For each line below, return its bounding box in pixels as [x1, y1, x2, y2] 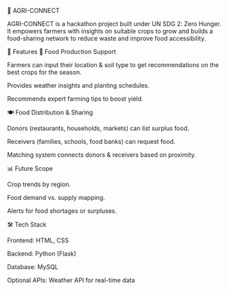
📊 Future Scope [7, 164, 54, 173]
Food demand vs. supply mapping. [7, 194, 105, 201]
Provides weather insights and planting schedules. [7, 81, 150, 89]
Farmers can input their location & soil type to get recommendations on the [7, 61, 219, 68]
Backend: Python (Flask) [7, 250, 77, 257]
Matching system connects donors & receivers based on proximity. [7, 151, 196, 159]
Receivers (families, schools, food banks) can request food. [7, 138, 176, 145]
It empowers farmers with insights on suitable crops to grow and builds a [7, 27, 214, 35]
